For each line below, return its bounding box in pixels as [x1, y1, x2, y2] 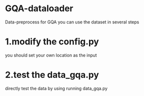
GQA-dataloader [5, 3, 73, 14]
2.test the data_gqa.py [5, 69, 99, 80]
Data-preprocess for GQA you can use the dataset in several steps [5, 19, 140, 25]
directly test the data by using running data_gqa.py [5, 85, 108, 91]
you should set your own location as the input [5, 52, 97, 58]
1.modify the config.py [5, 36, 99, 47]
